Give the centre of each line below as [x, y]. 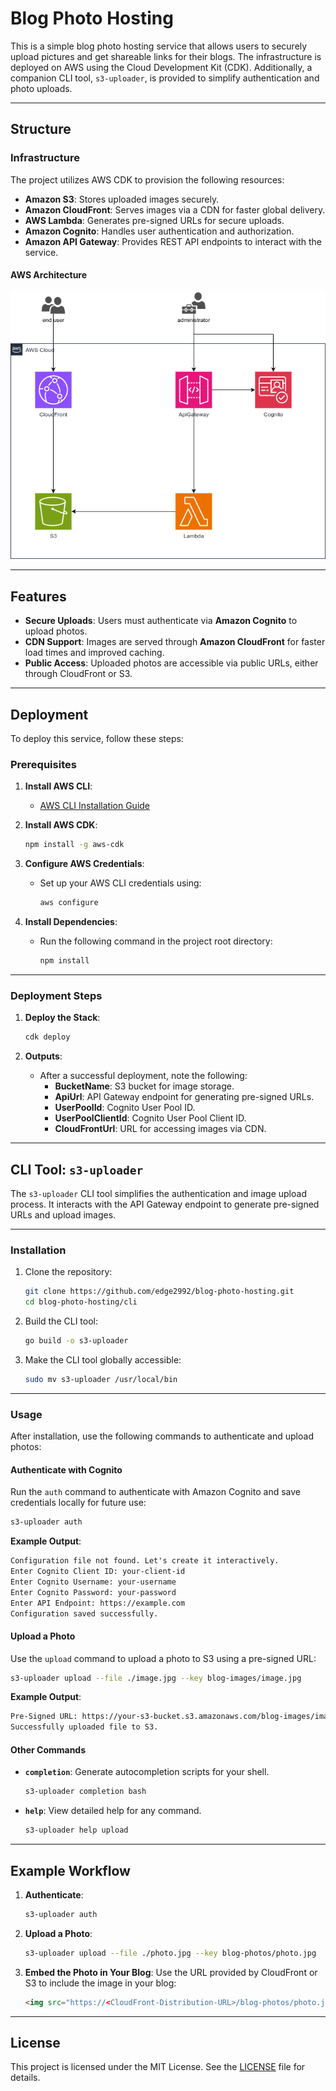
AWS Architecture [49, 275]
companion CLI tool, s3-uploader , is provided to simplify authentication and [165, 78]
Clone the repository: [68, 1272]
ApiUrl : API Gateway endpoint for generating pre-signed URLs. [184, 1097]
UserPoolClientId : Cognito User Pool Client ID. [150, 1118]
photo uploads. [41, 88]
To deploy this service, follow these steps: [97, 739]
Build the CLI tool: [61, 1321]
